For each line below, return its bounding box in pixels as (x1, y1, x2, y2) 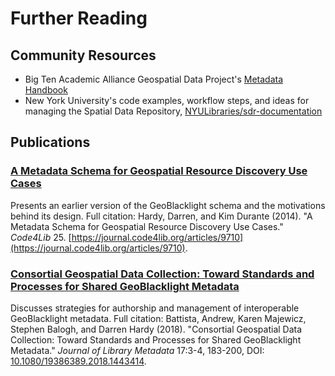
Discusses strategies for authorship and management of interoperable (10, 302, 300, 314)
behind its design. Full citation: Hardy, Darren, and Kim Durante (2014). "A (10, 210, 313, 222)
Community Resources (10, 47, 157, 64)
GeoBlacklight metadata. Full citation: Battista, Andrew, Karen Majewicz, (10, 312, 307, 324)
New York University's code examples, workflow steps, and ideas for (24, 95, 310, 106)
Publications (10, 134, 91, 151)
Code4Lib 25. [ (10, 231, 72, 243)
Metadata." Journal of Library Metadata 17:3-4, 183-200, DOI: (10, 344, 265, 356)
